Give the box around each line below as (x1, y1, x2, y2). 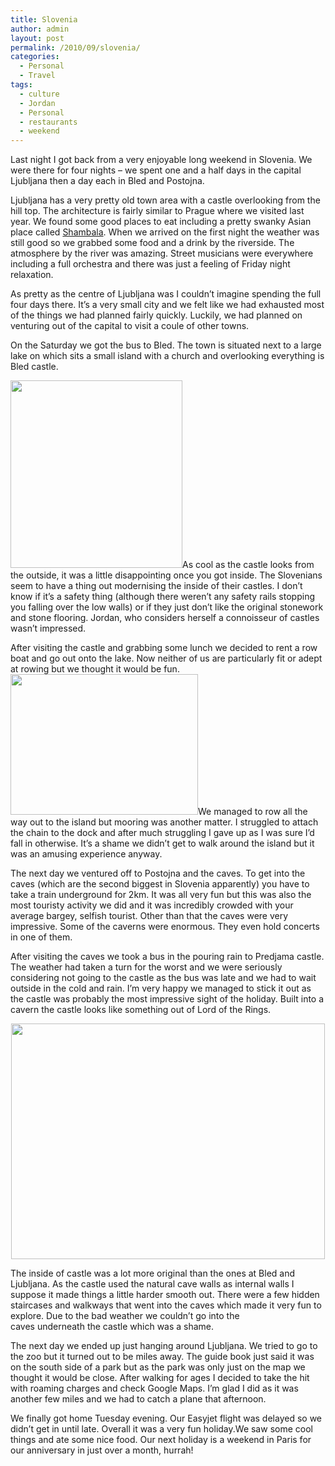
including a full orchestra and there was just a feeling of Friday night (10, 258, 291, 270)
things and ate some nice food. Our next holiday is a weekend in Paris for (10, 1434, 312, 1446)
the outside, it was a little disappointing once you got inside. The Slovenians (10, 569, 323, 581)
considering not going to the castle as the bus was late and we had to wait (10, 972, 317, 984)
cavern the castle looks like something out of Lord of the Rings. (10, 1004, 272, 1016)
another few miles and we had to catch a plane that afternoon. (10, 1393, 267, 1405)
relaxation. (10, 269, 54, 281)
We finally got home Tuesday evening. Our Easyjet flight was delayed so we (10, 1412, 323, 1425)
